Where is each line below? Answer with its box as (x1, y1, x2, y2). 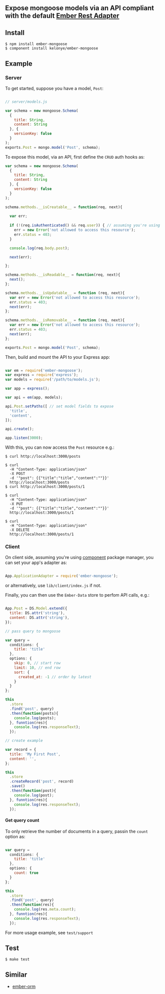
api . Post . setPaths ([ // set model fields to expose (5, 404, 114, 409)
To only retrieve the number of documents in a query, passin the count (5, 828, 148, 834)
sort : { (14, 670, 30, 675)
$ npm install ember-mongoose (5, 42, 68, 46)
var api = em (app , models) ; (5, 395, 63, 400)
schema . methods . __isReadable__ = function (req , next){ (5, 272, 121, 277)
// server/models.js (5, 99, 48, 104)
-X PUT (9, 502, 23, 507)
